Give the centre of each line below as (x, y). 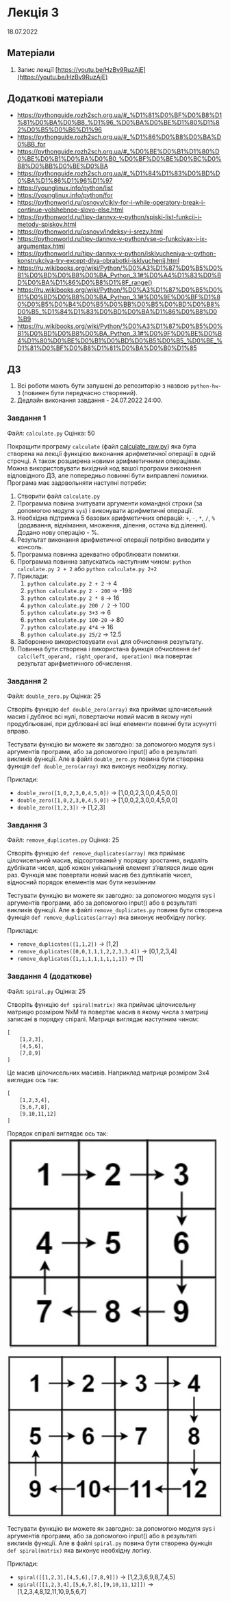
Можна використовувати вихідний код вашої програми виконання (104, 468)
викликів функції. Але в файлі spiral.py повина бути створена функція (110, 1543)
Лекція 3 (33, 13)
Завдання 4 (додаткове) (50, 976)
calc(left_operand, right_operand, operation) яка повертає (105, 656)
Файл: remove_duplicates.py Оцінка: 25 (63, 840)
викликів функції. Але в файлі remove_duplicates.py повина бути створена (115, 910)
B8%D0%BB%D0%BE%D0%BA (62, 166)
